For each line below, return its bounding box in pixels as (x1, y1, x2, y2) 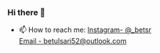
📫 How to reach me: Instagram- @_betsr (18, 25, 152, 34)
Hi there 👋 (7, 7, 46, 18)
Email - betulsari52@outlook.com (18, 37, 127, 46)
